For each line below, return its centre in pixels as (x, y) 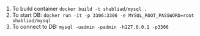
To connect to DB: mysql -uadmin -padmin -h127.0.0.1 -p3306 (91, 27)
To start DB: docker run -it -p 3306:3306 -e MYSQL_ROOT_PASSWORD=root (103, 15)
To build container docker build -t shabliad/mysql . (80, 9)
